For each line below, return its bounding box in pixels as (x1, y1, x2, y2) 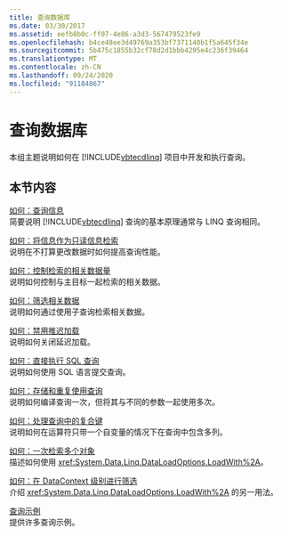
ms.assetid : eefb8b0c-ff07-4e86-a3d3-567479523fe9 (9, 29, 201, 38)
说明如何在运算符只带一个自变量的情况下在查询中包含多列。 (9, 426, 228, 437)
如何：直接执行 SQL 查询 (9, 355, 100, 366)
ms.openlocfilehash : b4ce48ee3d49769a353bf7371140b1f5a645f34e (9, 37, 249, 47)
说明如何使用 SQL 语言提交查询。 (9, 367, 131, 378)
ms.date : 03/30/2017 (9, 21, 86, 30)
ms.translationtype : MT (9, 54, 98, 63)
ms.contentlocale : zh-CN (9, 63, 101, 72)
